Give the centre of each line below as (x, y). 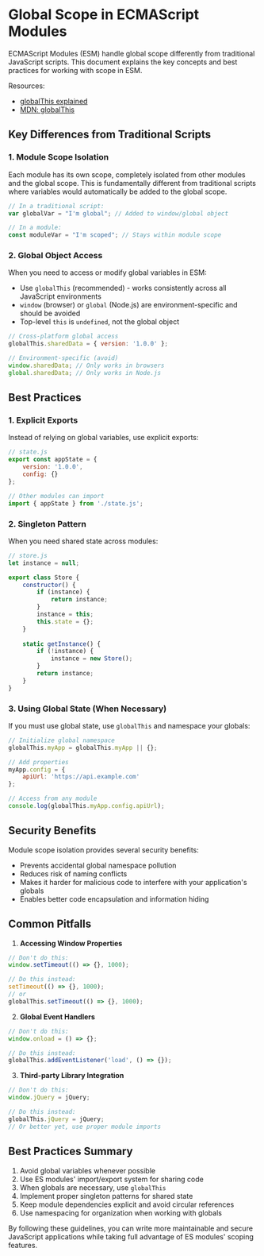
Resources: (27, 86)
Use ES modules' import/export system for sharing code (111, 1179)
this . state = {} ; (65, 621)
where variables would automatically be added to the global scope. (118, 191)
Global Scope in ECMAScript (104, 15)
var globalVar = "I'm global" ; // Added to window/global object (118, 213)
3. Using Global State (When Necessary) (88, 709)
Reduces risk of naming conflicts (73, 873)
